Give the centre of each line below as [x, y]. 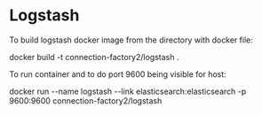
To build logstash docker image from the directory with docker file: [131, 40]
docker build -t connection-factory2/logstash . [94, 57]
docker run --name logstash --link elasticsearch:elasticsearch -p [128, 91]
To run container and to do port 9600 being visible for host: [118, 74]
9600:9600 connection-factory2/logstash [86, 100]
